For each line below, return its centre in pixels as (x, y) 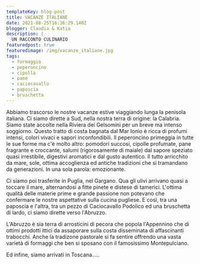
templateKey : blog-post (36, 12)
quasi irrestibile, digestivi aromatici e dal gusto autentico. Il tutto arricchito (97, 156)
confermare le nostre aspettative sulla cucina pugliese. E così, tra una (92, 199)
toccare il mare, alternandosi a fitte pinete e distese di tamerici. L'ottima (94, 187)
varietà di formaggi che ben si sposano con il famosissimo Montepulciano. (98, 243)
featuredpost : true (30, 45)
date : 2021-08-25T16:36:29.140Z (46, 23)
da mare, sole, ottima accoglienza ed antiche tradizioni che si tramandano (97, 162)
